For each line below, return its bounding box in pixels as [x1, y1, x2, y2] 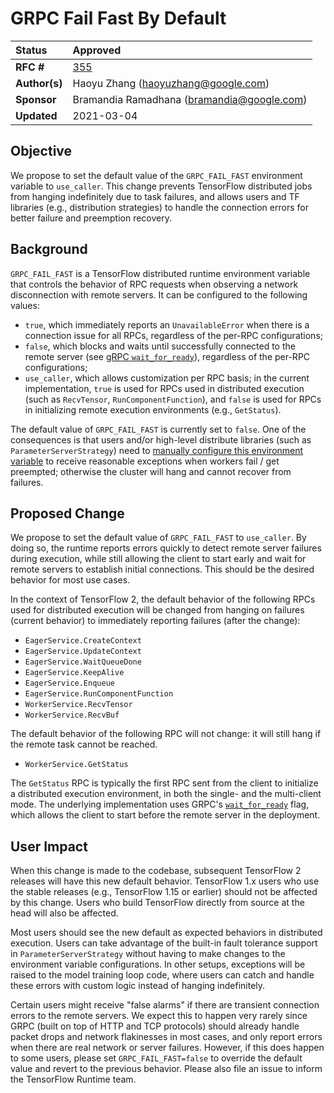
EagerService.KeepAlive [24, 668, 125, 678]
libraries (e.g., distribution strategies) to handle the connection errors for [10, 201, 309, 213]
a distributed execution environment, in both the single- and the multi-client [10, 788, 322, 800]
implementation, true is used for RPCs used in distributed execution [24, 382, 305, 394]
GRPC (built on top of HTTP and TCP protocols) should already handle [10, 1020, 300, 1032]
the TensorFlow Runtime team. [10, 1073, 137, 1086]
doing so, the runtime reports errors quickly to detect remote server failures [10, 542, 322, 554]
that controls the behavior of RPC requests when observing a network [10, 278, 299, 290]
